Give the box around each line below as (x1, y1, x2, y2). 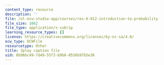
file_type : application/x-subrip (5, 25, 73, 30)
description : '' (5, 12, 38, 17)
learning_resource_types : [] (5, 30, 64, 35)
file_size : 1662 (5, 21, 38, 26)
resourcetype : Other (5, 43, 47, 48)
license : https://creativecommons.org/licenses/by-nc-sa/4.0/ (5, 35, 134, 40)
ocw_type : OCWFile (5, 39, 42, 44)
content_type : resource (5, 7, 54, 12)
